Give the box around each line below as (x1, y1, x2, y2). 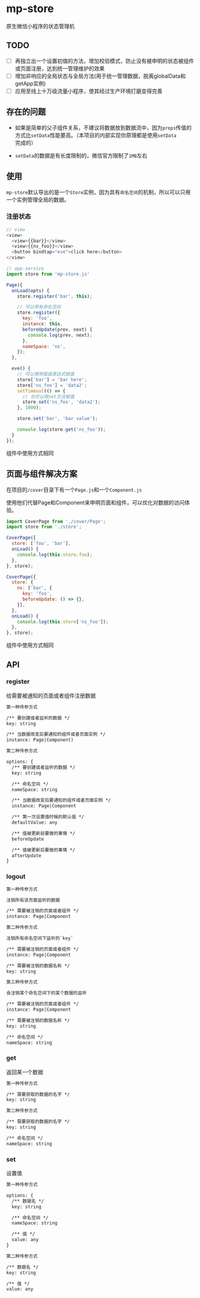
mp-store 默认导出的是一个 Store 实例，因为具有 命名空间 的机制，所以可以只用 (6, 188, 191, 196)
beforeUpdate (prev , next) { (22, 326, 93, 332)
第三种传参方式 (6, 979, 38, 985)
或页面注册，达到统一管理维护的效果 (14, 65, 105, 72)
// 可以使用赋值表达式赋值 (17, 371, 74, 377)
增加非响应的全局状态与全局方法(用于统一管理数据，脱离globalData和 (14, 72, 186, 80)
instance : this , (22, 321, 63, 327)
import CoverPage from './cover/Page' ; (6, 518, 106, 524)
